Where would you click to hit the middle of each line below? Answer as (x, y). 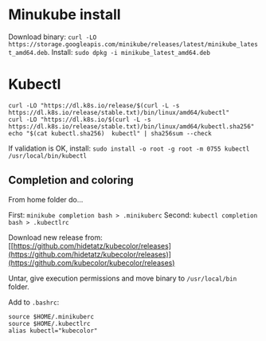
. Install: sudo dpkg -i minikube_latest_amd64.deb (129, 52)
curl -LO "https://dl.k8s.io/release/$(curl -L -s (94, 105)
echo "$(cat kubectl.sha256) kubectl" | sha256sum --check (110, 133)
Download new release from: (55, 237)
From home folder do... (46, 199)
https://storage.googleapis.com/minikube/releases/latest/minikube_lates (133, 44)
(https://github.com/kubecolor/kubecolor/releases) (92, 263)
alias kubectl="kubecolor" (53, 331)
